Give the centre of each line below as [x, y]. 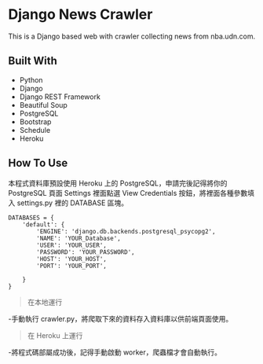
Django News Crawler [80, 15]
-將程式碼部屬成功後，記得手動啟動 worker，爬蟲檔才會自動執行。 [115, 352]
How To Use [38, 163]
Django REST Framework [60, 97]
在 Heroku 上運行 [55, 335]
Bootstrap [35, 121]
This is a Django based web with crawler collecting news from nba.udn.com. [132, 36]
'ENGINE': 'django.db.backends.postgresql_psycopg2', [126, 231]
